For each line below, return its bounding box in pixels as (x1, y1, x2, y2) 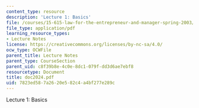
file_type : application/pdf (6, 25, 76, 31)
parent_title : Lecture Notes (6, 53, 78, 58)
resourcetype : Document (6, 69, 65, 75)
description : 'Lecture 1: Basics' (6, 14, 92, 20)
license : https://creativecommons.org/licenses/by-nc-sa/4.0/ (6, 42, 163, 48)
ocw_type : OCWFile (6, 47, 52, 53)
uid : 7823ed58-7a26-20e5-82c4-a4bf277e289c (6, 80, 115, 86)
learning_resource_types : (6, 31, 70, 37)
